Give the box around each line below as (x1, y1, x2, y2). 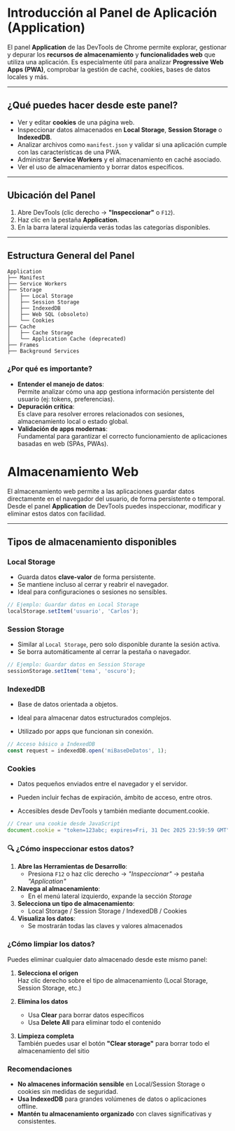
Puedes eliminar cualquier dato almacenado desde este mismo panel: (7, 955, 208, 963)
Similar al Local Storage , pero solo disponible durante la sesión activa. (17, 640, 220, 648)
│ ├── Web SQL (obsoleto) (7, 311, 90, 318)
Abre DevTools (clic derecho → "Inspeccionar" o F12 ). (17, 208, 175, 216)
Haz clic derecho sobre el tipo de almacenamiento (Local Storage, (17, 976, 208, 984)
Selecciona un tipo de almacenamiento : (17, 899, 135, 908)
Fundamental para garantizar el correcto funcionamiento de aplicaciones (17, 432, 227, 440)
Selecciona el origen (17, 969, 78, 977)
